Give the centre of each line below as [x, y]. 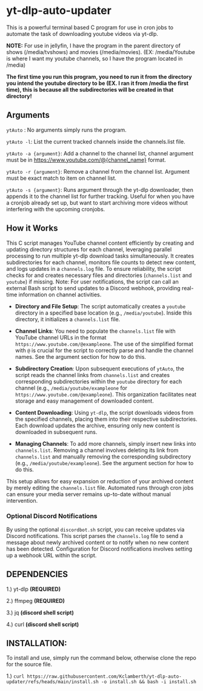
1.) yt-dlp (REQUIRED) [34, 589]
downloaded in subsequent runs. [56, 432]
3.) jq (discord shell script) [40, 612]
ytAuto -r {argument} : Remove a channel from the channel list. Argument [98, 171]
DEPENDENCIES [37, 574]
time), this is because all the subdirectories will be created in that [90, 89]
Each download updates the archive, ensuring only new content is [97, 425]
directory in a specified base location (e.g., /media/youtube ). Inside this [103, 313]
